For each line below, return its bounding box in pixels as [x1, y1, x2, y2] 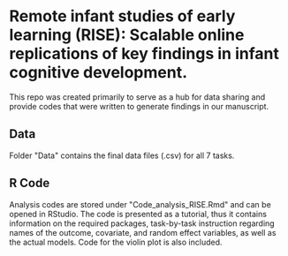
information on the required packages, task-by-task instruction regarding [9, 218, 276, 229]
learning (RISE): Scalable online [9, 25, 245, 45]
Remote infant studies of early [9, 6, 236, 26]
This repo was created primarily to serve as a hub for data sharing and [9, 91, 266, 102]
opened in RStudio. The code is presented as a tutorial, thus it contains [9, 208, 268, 219]
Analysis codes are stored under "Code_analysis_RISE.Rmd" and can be [9, 199, 271, 209]
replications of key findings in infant [9, 44, 280, 64]
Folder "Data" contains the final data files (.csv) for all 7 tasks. [9, 150, 235, 161]
